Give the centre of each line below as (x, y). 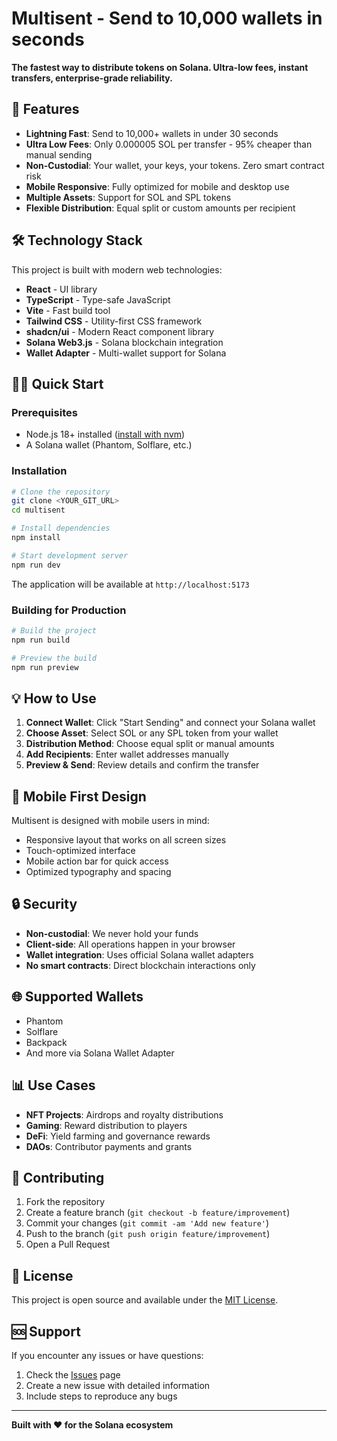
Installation (39, 471)
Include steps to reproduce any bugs (101, 1396)
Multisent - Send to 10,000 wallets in (167, 18)
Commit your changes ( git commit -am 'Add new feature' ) (147, 1223)
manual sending (59, 154)
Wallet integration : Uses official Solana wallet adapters (139, 954)
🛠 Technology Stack (77, 240)
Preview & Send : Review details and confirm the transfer (142, 765)
